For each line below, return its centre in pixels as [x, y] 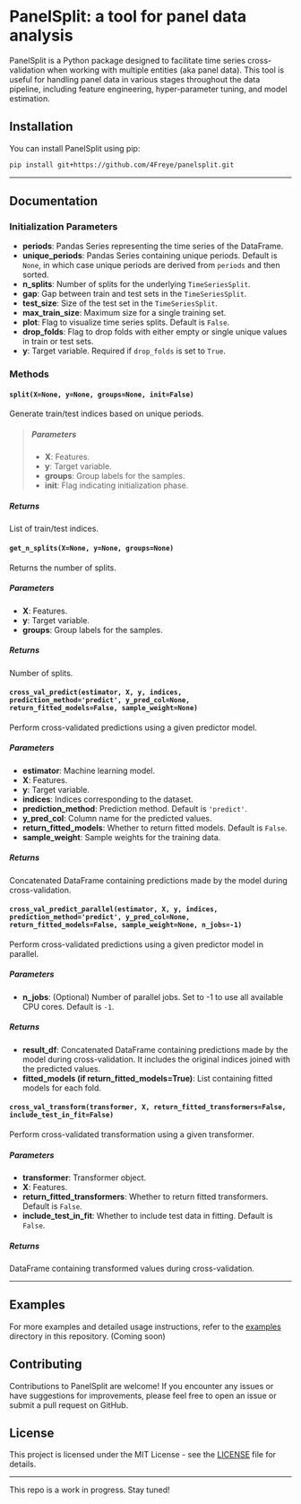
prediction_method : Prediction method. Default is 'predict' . [135, 808]
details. [23, 1465]
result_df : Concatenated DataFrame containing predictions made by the [155, 1049]
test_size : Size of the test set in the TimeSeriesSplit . [120, 303]
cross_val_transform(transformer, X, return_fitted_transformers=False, [148, 1108]
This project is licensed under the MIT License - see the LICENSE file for [142, 1455]
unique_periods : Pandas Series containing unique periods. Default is [150, 256]
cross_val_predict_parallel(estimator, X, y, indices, [114, 909]
